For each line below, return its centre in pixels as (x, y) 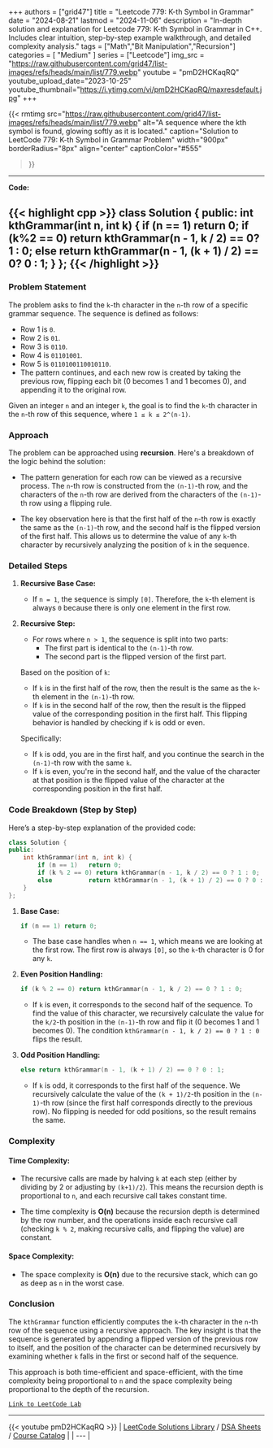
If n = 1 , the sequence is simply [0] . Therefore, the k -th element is (144, 599)
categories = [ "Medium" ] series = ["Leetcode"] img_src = (106, 55)
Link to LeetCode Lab (45, 1404)
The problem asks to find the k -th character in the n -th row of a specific (128, 305)
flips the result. (57, 1039)
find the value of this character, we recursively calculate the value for (148, 1013)
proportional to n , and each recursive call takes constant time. (123, 1196)
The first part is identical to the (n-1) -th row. (119, 648)
